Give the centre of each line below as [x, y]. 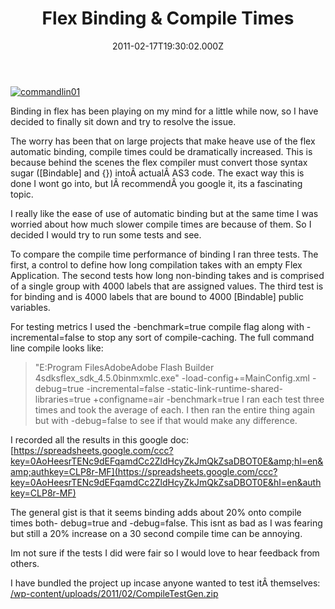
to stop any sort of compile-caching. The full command [200, 337]
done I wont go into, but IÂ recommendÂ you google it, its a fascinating [156, 183]
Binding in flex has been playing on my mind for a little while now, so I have [164, 111]
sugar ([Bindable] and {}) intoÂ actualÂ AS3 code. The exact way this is [157, 173]
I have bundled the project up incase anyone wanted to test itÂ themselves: [165, 583]
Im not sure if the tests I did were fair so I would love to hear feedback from [165, 553]
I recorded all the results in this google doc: [99, 439]
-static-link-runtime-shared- [225, 388]
